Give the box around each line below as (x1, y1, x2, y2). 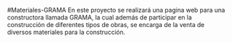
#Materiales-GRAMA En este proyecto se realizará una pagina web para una (7, 6, 226, 14)
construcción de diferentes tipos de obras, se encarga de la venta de (7, 21, 205, 28)
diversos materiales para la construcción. (7, 28, 126, 36)
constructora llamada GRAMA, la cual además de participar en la (7, 13, 192, 21)
